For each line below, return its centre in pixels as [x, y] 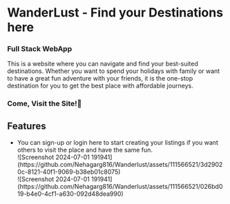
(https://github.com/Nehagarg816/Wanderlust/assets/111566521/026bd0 [120, 187]
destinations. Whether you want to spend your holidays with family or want [114, 71]
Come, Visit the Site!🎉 [45, 103]
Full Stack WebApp [40, 49]
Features [27, 126]
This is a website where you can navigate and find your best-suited [103, 64]
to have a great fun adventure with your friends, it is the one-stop [100, 79]
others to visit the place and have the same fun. [85, 150]
